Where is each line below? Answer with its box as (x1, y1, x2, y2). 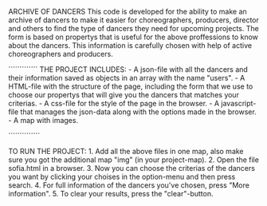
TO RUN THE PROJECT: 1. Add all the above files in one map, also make (8, 147, 245, 156)
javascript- (221, 99, 257, 108)
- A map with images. (8, 116, 78, 125)
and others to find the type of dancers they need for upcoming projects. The (8, 24, 259, 33)
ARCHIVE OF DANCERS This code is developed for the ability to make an (8, 7, 247, 16)
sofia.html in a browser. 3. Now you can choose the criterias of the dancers (8, 164, 255, 172)
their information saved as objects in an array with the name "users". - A (8, 73, 245, 82)
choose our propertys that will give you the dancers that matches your (8, 90, 239, 99)
